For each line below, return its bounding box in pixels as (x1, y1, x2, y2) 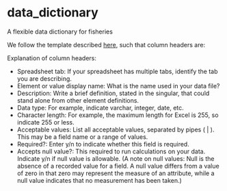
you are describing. (16, 74, 72, 83)
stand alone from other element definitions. (16, 96, 139, 104)
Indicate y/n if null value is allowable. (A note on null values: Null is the (16, 154, 215, 162)
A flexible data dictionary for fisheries (7, 27, 113, 36)
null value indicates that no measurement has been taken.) (16, 176, 183, 184)
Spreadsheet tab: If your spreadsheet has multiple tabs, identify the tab (16, 67, 218, 75)
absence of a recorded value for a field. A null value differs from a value (16, 162, 220, 170)
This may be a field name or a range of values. (16, 132, 148, 141)
